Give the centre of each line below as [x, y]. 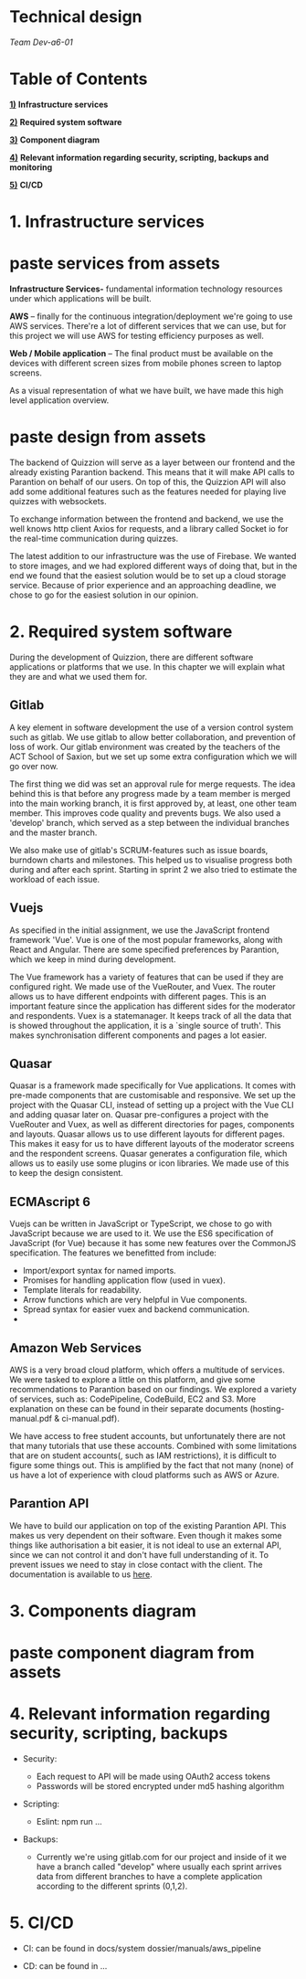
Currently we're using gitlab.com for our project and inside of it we [162, 1857]
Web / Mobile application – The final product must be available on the [142, 353]
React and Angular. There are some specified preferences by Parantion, [144, 949]
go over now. [34, 766]
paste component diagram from [132, 1653]
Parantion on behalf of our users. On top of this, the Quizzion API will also [148, 482]
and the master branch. [53, 832]
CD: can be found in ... [65, 1966]
